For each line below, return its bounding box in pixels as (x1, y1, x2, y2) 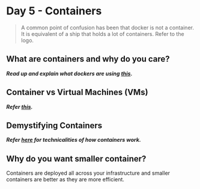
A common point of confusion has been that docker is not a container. (20, 24, 194, 31)
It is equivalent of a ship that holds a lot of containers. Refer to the (20, 30, 184, 37)
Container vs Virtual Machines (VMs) (6, 87, 148, 97)
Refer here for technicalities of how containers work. (6, 136, 141, 144)
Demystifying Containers (6, 120, 103, 130)
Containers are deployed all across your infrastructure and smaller (6, 169, 170, 177)
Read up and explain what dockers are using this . (6, 70, 133, 77)
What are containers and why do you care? (6, 54, 170, 64)
